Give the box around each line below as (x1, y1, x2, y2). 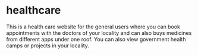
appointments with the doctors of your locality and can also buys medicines (6, 29, 192, 36)
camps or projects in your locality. (6, 42, 89, 49)
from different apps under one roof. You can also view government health (6, 35, 186, 43)
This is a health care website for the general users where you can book (6, 23, 180, 30)
